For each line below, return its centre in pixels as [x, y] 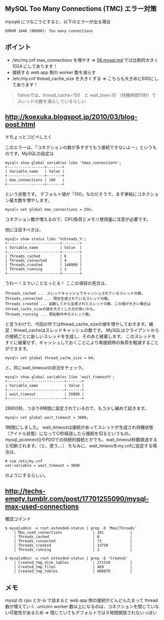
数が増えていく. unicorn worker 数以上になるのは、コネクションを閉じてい [80, 607]
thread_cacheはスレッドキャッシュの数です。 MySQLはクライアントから [86, 330]
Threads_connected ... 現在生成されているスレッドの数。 [58, 299]
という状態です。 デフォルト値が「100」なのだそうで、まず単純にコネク [78, 194]
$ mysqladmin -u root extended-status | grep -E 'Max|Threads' [71, 528]
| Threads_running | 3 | [44, 269]
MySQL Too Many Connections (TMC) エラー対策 [81, 9]
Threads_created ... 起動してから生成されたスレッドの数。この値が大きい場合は [78, 304]
